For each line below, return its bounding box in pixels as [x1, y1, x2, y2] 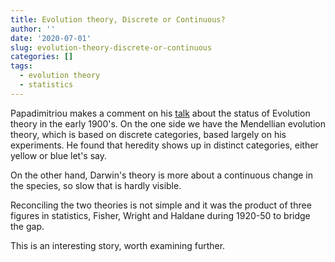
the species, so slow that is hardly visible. [10, 179, 182, 191]
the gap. [10, 220, 45, 232]
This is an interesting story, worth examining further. [10, 239, 226, 251]
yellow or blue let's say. [10, 149, 108, 161]
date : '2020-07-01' [10, 33, 92, 43]
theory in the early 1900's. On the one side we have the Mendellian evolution [10, 117, 326, 130]
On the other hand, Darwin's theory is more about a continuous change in [10, 169, 314, 181]
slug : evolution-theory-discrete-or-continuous [10, 42, 213, 53]
